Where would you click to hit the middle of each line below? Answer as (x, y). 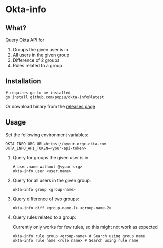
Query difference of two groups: (46, 199)
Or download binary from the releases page (50, 106)
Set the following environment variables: (47, 135)
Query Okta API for (25, 40)
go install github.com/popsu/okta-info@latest (55, 97)
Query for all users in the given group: (52, 180)
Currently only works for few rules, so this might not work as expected (85, 227)
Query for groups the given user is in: (51, 157)
